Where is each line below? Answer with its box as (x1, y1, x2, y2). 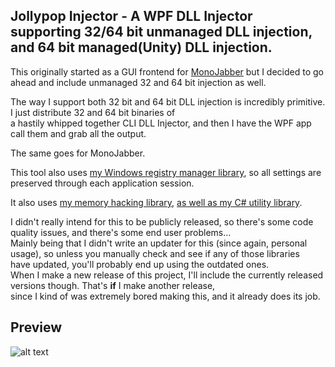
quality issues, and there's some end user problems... (10, 226, 232, 238)
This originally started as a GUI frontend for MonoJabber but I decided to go (10, 65, 324, 78)
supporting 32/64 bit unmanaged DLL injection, (10, 24, 313, 41)
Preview (10, 319, 63, 336)
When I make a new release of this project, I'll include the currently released (10, 269, 324, 281)
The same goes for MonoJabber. (10, 147, 146, 159)
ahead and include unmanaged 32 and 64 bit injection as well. (10, 76, 267, 88)
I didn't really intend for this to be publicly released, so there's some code (10, 215, 314, 228)
